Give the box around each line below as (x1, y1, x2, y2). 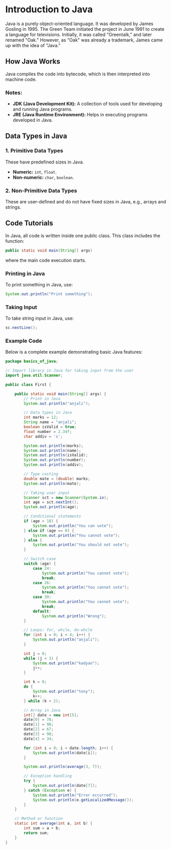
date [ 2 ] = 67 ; (24, 727, 54, 732)
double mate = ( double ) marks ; (24, 476, 91, 481)
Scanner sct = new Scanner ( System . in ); (24, 495, 109, 500)
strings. (5, 204, 22, 211)
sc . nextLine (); (5, 325, 38, 330)
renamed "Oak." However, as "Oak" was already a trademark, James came (5, 37, 163, 43)
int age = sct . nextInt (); (24, 500, 79, 505)
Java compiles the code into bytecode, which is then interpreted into (5, 71, 150, 77)
